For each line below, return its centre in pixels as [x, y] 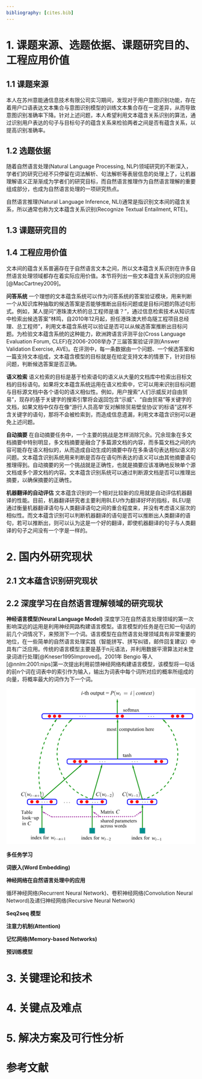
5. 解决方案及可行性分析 [65, 1038]
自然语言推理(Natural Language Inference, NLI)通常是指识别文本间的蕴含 [96, 202]
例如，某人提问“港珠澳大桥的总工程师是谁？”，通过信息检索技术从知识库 [106, 311]
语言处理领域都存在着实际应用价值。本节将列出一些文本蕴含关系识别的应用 [103, 276]
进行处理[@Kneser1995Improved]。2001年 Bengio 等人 [85, 657]
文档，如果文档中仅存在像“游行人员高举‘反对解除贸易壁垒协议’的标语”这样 [97, 407]
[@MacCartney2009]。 [35, 283]
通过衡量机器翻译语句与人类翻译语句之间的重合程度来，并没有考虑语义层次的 [101, 508]
